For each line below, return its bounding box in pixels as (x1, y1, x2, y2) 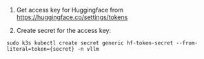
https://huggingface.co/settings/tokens (16, 13, 128, 21)
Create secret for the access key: (16, 27, 112, 34)
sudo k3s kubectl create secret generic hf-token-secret (6, 40, 174, 47)
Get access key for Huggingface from (16, 6, 123, 14)
